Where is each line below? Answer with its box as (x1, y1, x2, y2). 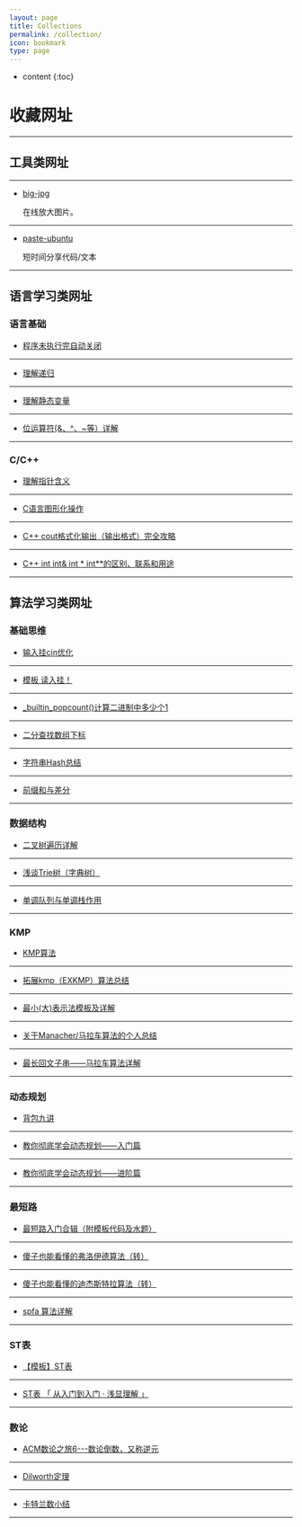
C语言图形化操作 (22, 502, 84, 513)
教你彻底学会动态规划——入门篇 (22, 1141, 141, 1151)
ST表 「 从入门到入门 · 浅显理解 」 (22, 1389, 149, 1399)
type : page (9, 47, 50, 56)
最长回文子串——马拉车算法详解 (22, 1058, 141, 1069)
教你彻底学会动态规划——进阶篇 (22, 1167, 141, 1178)
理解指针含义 (22, 475, 70, 486)
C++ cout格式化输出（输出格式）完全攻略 (22, 530, 176, 541)
